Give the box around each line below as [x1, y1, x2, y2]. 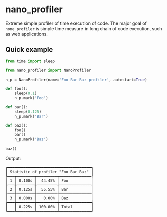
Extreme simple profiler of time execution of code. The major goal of [5, 20, 147, 26]
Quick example [5, 45, 53, 54]
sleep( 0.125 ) [14, 109, 42, 114]
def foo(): [5, 86, 28, 91]
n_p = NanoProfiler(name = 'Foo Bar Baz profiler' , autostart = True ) [5, 77, 147, 82]
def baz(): [5, 123, 28, 128]
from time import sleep [5, 59, 55, 64]
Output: [5, 155, 21, 161]
